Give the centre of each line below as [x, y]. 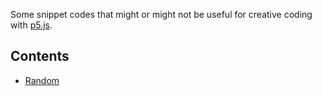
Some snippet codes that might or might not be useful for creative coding [161, 14]
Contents [40, 56]
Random [42, 80]
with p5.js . [31, 25]
